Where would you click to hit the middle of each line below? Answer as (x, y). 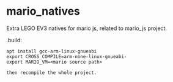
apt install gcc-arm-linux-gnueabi (52, 51)
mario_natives (43, 11)
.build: (14, 40)
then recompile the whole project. (52, 73)
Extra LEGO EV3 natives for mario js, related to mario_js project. (86, 28)
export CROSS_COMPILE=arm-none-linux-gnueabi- (67, 56)
